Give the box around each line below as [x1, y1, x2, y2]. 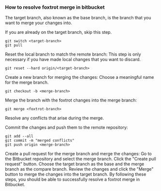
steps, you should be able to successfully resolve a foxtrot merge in [5, 176, 140, 182]
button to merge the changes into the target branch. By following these [5, 171, 146, 177]
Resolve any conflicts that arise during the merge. [5, 115, 104, 121]
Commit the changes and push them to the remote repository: [5, 125, 128, 131]
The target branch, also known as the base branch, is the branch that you [5, 15, 151, 21]
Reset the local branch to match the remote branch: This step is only [5, 51, 141, 57]
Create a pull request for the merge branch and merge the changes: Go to [5, 151, 152, 157]
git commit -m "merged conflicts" [5, 138, 75, 143]
